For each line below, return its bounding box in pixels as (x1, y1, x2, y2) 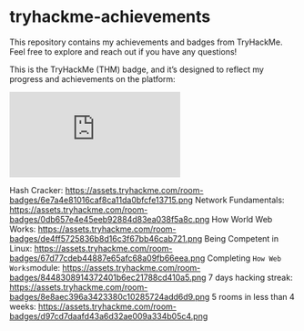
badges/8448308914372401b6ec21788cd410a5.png (9, 272, 207, 283)
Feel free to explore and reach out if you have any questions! (9, 46, 238, 57)
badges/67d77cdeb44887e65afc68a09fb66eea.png (9, 253, 206, 264)
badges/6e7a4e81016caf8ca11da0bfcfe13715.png (9, 194, 194, 205)
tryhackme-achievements (9, 6, 211, 27)
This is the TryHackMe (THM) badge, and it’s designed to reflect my (9, 64, 264, 75)
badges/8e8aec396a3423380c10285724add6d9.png (9, 291, 210, 302)
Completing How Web (207, 253, 282, 264)
